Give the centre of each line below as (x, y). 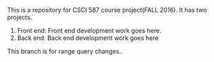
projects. (20, 17)
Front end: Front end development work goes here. (89, 31)
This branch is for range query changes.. (65, 51)
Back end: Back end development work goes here (88, 38)
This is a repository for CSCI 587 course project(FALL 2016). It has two (107, 10)
